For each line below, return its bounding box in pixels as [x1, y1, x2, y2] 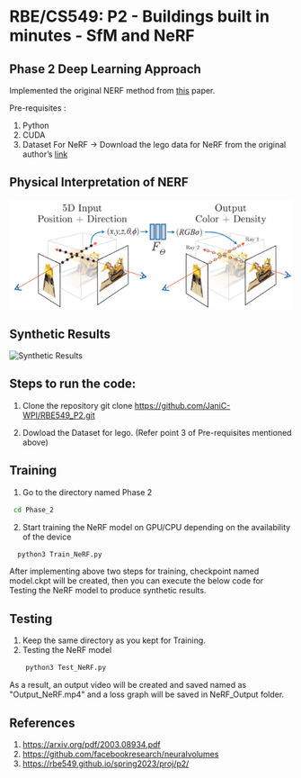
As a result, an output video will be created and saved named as [9, 680, 247, 691]
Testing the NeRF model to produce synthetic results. [9, 585, 207, 596]
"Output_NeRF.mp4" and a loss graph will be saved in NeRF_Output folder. [9, 689, 285, 700]
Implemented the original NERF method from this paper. [9, 86, 216, 95]
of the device [22, 531, 72, 542]
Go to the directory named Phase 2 [22, 486, 153, 497]
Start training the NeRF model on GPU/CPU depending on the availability [22, 521, 291, 532]
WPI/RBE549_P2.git [22, 410, 96, 421]
